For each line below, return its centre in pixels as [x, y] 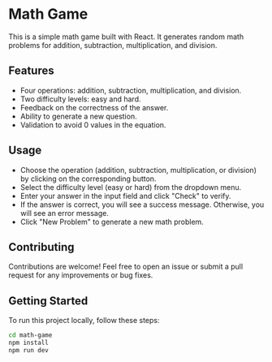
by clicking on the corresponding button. [88, 179]
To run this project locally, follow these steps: [84, 321]
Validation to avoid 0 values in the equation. [93, 125]
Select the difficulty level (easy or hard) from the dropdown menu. [131, 187]
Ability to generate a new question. [78, 116]
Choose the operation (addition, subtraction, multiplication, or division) [138, 170]
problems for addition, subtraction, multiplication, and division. [113, 45]
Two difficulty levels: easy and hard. [80, 99]
